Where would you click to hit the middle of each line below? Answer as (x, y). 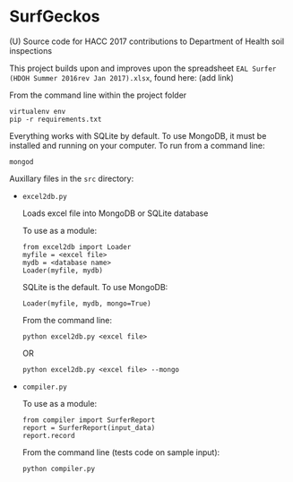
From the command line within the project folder (98, 95)
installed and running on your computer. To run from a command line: (137, 145)
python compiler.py (59, 469)
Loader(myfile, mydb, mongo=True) (86, 303)
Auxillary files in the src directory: (72, 178)
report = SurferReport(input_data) (89, 427)
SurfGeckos (55, 17)
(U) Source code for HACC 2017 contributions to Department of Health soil (147, 41)
